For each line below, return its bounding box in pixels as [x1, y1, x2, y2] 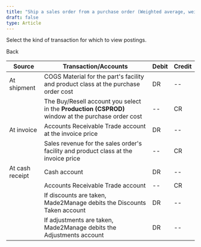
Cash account [44, 168, 84, 176]
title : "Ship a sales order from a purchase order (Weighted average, [6, 8, 186, 15]
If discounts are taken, [44, 191, 106, 200]
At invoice [9, 126, 37, 134]
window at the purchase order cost [44, 112, 142, 121]
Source [13, 63, 35, 71]
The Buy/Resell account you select [44, 97, 142, 106]
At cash [9, 164, 31, 172]
